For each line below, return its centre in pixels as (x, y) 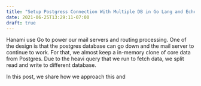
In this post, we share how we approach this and (66, 77)
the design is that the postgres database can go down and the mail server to (100, 46)
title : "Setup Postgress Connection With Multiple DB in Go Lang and (95, 12)
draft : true (21, 23)
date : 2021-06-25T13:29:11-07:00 (48, 17)
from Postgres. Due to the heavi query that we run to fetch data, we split (95, 59)
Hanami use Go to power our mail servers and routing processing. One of (96, 40)
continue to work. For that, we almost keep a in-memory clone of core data (99, 53)
